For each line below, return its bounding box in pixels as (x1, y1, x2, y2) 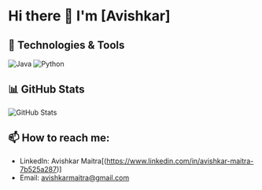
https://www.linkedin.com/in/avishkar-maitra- (105, 156, 254, 166)
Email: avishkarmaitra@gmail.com (19, 173, 130, 182)
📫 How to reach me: (8, 131, 110, 144)
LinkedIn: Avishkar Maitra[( (19, 156, 107, 166)
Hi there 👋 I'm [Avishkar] (8, 7, 171, 25)
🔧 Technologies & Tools (8, 38, 125, 52)
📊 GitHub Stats (8, 82, 85, 97)
